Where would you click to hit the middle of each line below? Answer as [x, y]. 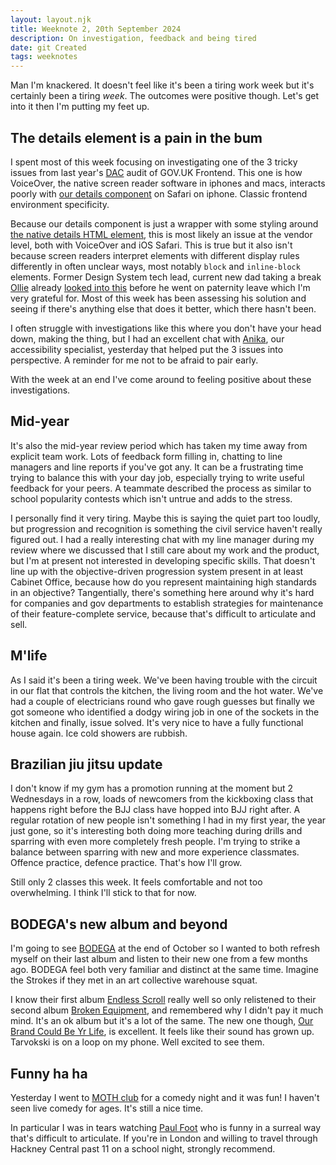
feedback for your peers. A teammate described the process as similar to [161, 488]
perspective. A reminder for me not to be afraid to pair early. [134, 360]
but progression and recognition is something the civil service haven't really [166, 528]
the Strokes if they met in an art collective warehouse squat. [134, 980]
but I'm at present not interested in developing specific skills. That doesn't [163, 560]
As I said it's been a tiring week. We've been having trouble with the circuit [164, 680]
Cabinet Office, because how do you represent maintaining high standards [163, 582]
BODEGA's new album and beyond [119, 924]
